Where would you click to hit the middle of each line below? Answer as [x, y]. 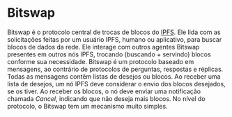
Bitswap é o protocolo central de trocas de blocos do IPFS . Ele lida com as [114, 32]
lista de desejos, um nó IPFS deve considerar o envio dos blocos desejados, [116, 84]
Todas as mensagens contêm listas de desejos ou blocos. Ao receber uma [114, 76]
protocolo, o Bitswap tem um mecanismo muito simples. [88, 106]
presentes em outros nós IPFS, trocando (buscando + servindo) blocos [109, 54]
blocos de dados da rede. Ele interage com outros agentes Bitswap [103, 47]
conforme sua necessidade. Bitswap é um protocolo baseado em [101, 61]
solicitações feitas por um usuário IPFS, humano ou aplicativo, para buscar [115, 39]
